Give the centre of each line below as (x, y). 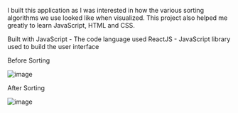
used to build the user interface (53, 47)
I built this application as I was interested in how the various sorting (106, 10)
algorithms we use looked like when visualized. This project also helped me (118, 18)
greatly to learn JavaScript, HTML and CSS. (71, 25)
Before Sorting (29, 60)
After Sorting (26, 88)
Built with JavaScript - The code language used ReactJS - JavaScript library (119, 39)
